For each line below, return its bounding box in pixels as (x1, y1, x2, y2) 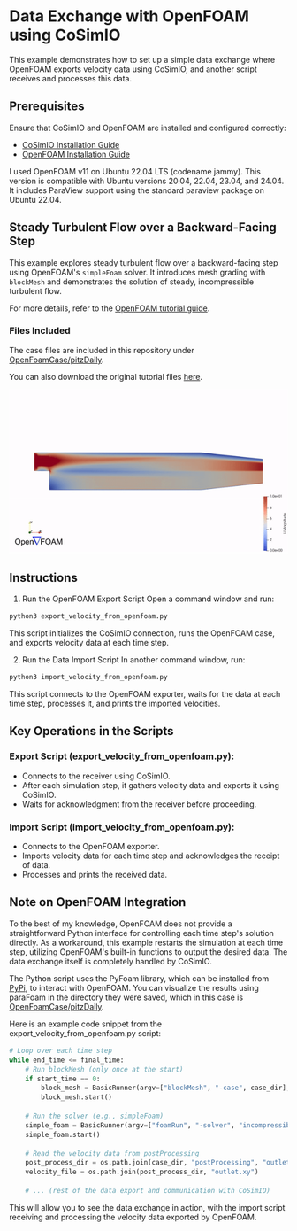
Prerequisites (9, 99, 85, 114)
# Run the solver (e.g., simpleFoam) (25, 1111, 164, 1121)
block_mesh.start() (41, 1093, 113, 1102)
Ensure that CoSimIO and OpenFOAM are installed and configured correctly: (9, 122, 286, 133)
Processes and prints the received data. (21, 870, 168, 880)
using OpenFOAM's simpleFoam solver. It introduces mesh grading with (9, 267, 266, 277)
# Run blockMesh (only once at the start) (25, 1065, 184, 1073)
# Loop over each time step (9, 1046, 113, 1055)
